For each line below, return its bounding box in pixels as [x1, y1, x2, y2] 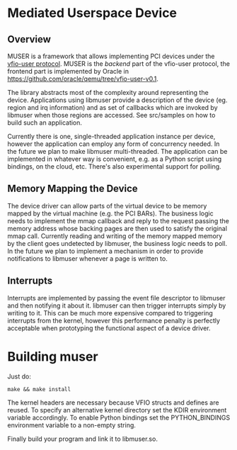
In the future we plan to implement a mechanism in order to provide [7, 247, 204, 255]
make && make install [7, 386, 71, 393]
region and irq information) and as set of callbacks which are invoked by [7, 103, 218, 111]
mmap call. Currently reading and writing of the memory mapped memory [7, 232, 223, 240]
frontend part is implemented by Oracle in [7, 67, 129, 75]
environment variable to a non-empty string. [7, 420, 137, 429]
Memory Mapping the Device [7, 183, 138, 195]
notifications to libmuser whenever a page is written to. [7, 254, 168, 263]
